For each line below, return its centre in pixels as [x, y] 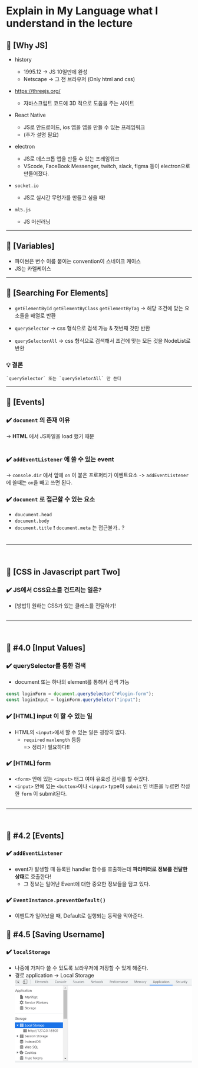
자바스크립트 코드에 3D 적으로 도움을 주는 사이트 [79, 103]
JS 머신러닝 [37, 221]
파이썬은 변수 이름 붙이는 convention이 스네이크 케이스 [78, 261]
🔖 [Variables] [30, 246]
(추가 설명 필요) [41, 135]
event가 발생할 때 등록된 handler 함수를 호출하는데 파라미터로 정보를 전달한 [101, 869]
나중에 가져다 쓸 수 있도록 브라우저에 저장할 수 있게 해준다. [81, 968]
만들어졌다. [36, 173]
